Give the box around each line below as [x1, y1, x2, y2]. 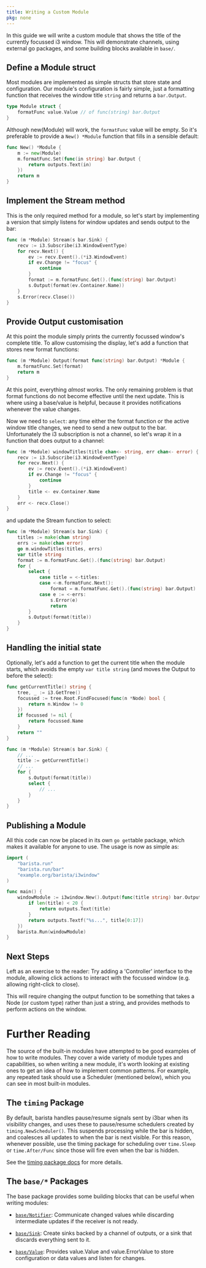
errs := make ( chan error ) [17, 540, 84, 547]
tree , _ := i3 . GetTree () [17, 690, 81, 696]
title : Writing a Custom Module [6, 9, 89, 15]
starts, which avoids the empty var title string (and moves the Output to [6, 665, 196, 672]
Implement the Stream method [6, 196, 126, 206]
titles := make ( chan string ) [17, 534, 92, 540]
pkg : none [6, 15, 32, 21]
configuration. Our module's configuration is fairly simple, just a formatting [6, 85, 195, 93]
